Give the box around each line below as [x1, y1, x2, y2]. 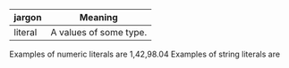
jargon [13, 11, 42, 23]
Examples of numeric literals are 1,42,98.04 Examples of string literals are [9, 49, 280, 59]
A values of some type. [50, 26, 148, 38]
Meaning [79, 11, 118, 23]
